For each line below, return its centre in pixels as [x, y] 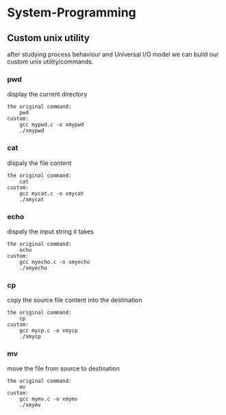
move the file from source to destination [63, 368]
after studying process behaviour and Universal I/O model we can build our [113, 54]
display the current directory [47, 95]
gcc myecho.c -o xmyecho [55, 262]
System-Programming [72, 13]
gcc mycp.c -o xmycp [49, 331]
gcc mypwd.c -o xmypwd [52, 125]
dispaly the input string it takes [51, 231]
